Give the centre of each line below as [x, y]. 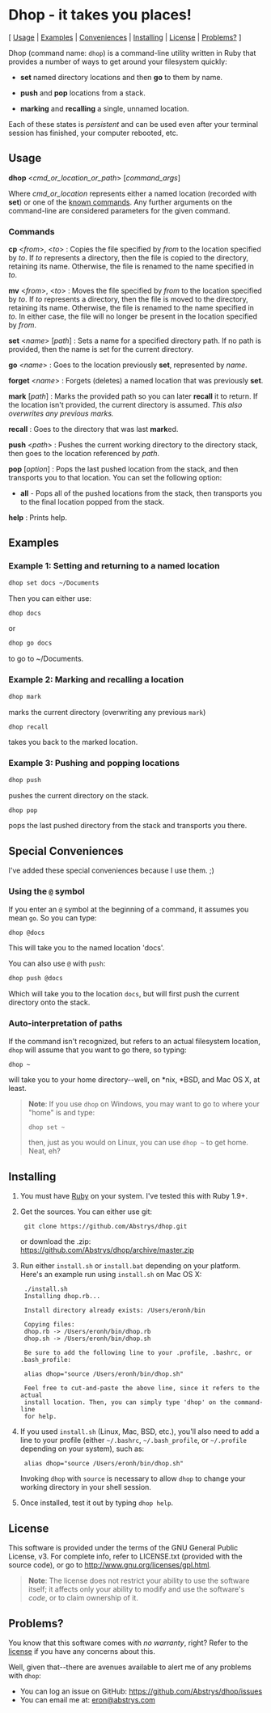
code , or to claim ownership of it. [83, 1598]
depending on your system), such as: [82, 1449]
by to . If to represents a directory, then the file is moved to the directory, [128, 299]
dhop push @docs [36, 979]
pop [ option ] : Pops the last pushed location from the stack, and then [123, 469]
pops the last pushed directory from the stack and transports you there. [128, 826]
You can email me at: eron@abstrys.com [88, 1699]
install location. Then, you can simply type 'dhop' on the [127, 1402]
